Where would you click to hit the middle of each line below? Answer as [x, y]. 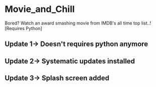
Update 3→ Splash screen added [57, 78]
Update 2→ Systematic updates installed [70, 61]
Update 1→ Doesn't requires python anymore [76, 44]
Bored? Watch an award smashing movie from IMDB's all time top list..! [78, 23]
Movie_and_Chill [40, 9]
